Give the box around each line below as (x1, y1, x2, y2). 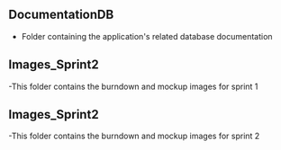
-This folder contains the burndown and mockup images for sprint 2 (8, 130, 260, 142)
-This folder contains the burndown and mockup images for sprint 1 (8, 81, 258, 92)
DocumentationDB (8, 7, 114, 22)
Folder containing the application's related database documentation (21, 31, 273, 41)
